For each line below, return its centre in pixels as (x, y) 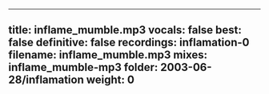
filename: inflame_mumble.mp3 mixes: (108, 55)
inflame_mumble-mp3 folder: (83, 67)
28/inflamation (46, 80)
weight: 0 (110, 80)
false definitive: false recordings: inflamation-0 (129, 43)
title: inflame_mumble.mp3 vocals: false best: (125, 30)
